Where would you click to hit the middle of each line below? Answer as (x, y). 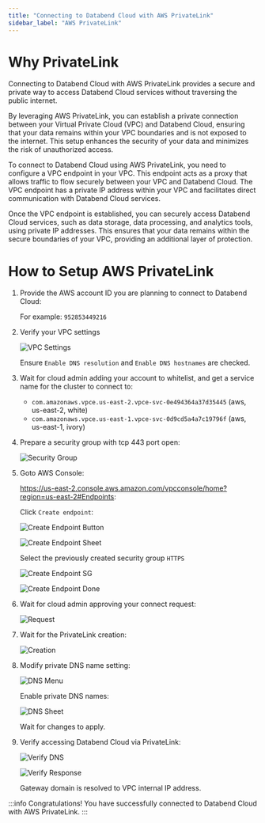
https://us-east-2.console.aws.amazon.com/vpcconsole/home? (123, 488)
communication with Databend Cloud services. (84, 199)
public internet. (33, 101)
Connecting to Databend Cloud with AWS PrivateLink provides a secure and (132, 84)
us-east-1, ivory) (58, 427)
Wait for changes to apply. (62, 727)
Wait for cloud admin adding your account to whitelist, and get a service (137, 378)
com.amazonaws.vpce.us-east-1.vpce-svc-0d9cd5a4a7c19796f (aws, (139, 419)
